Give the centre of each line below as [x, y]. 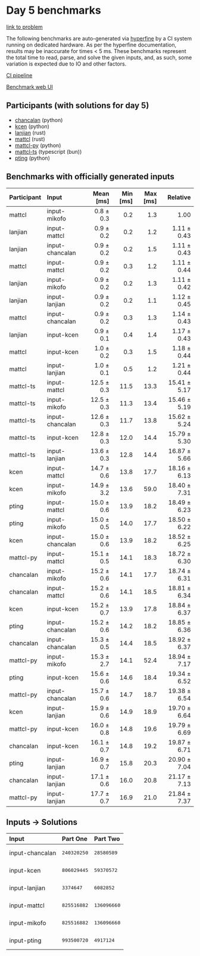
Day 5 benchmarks [54, 10]
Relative [179, 197]
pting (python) [32, 158]
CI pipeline [19, 75]
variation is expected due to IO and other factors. [66, 64]
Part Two [107, 839]
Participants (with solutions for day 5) [78, 106]
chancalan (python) [39, 120]
